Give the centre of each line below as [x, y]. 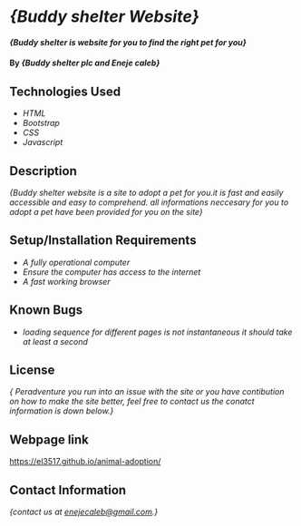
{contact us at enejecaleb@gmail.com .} [84, 512]
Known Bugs [46, 310]
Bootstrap [41, 123]
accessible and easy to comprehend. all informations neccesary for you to [149, 202]
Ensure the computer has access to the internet [112, 272]
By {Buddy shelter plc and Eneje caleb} [85, 63]
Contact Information [68, 490]
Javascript [43, 142]
